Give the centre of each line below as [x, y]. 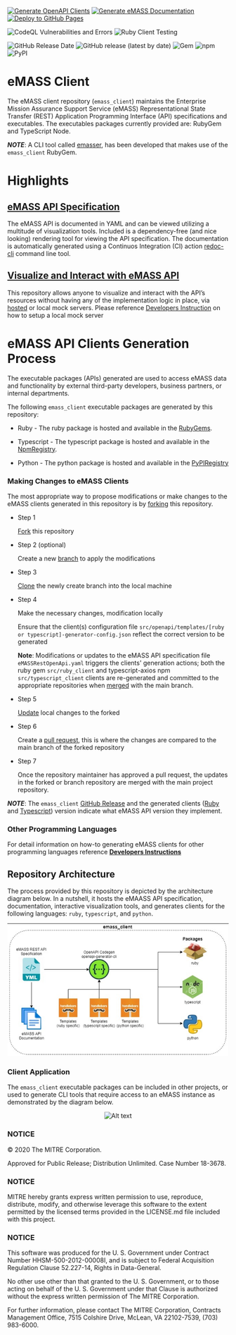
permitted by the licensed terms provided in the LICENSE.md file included [114, 1212]
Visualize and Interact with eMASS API [93, 276]
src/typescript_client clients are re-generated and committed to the [118, 677]
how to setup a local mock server [55, 315]
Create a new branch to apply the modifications [86, 558]
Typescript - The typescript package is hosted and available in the [113, 441]
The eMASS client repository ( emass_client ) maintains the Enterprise [107, 101]
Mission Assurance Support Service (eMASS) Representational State [106, 109]
